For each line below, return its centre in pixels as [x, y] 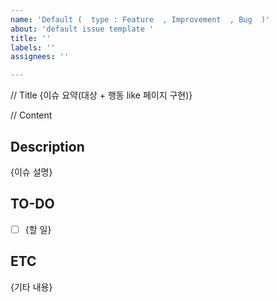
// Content [31, 115]
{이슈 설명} [31, 172]
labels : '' [33, 47]
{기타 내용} [31, 287]
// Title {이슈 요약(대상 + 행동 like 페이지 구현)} [101, 95]
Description [47, 146]
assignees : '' [40, 57]
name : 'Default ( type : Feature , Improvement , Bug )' [140, 19]
